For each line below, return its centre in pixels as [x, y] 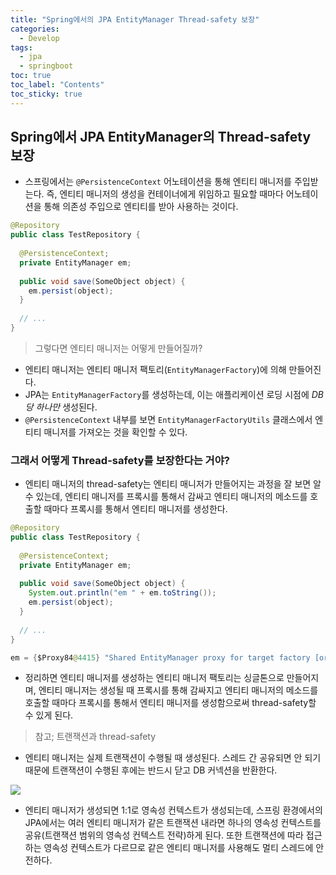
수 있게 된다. [49, 715]
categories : [35, 29]
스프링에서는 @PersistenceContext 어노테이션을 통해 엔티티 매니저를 [158, 182]
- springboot [46, 66]
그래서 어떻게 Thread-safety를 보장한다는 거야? [120, 460]
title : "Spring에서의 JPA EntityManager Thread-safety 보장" [135, 19]
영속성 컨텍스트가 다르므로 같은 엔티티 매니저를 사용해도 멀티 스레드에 [178, 848]
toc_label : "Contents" [57, 85]
